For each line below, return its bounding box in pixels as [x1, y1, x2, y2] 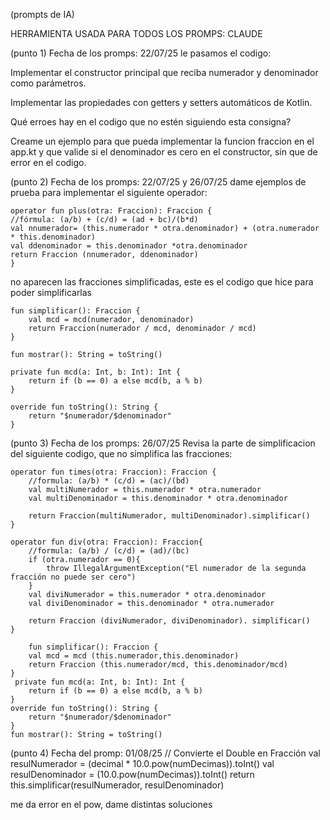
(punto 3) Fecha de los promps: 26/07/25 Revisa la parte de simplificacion [10, 437, 316, 449]
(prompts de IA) [10, 9, 75, 20]
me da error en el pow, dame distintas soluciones [10, 799, 213, 810]
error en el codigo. [10, 157, 87, 168]
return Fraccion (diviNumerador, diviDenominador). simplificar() [28, 616, 311, 626]
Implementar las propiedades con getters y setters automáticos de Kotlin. [10, 97, 313, 108]
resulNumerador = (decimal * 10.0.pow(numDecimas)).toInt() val [10, 758, 275, 769]
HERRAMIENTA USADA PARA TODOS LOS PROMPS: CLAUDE [10, 28, 263, 39]
